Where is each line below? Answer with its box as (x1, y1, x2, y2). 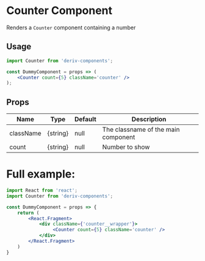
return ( (17, 210, 40, 216)
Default (74, 115, 96, 124)
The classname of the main (102, 126, 180, 134)
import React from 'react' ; (6, 187, 78, 193)
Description (131, 115, 167, 124)
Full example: (6, 167, 76, 181)
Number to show (102, 143, 150, 151)
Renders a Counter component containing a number (6, 24, 136, 31)
